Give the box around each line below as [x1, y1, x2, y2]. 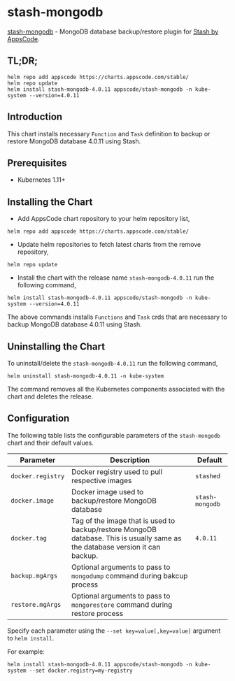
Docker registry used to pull [71, 466, 163, 476]
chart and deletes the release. [7, 392, 94, 401]
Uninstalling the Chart [7, 340, 106, 352]
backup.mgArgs [10, 571, 58, 580]
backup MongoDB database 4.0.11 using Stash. [7, 320, 142, 329]
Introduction [7, 111, 63, 123]
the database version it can [71, 542, 161, 552]
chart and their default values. [7, 438, 94, 447]
